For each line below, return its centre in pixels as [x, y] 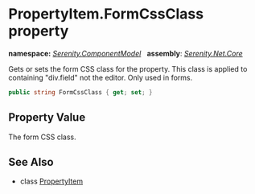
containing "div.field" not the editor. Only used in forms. [101, 77]
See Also [31, 162]
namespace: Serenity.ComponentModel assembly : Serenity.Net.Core [125, 53]
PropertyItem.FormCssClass [106, 14]
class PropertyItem [51, 181]
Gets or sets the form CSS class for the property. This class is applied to [128, 68]
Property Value [47, 118]
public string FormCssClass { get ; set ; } [80, 92]
